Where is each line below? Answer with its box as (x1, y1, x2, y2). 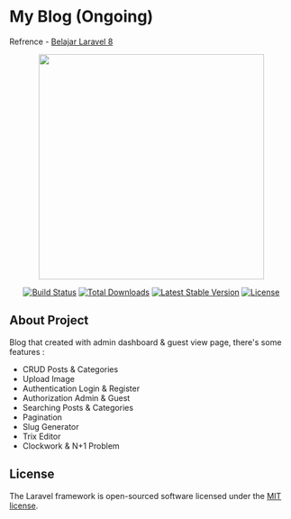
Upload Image (22, 373, 75, 384)
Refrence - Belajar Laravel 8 (9, 36, 114, 47)
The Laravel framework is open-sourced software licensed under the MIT (9, 490, 282, 501)
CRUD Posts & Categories (22, 363, 119, 375)
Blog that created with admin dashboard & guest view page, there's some (9, 336, 282, 348)
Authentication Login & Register (22, 383, 141, 394)
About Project (9, 313, 89, 328)
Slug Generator (22, 421, 79, 432)
